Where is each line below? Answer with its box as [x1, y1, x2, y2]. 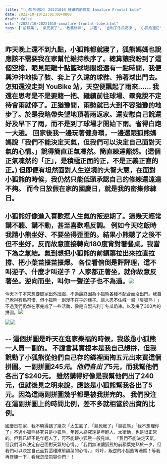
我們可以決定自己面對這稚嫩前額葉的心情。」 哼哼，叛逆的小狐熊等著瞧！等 [5, 448, 156, 454]
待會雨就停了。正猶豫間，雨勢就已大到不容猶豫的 [5, 101, 155, 109]
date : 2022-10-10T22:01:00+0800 [5, 12, 72, 17]
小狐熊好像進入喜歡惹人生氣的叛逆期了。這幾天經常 [5, 212, 162, 220]
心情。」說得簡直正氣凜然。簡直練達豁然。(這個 [18, 147, 161, 156]
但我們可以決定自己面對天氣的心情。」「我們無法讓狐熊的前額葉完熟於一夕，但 [5, 441, 162, 448]
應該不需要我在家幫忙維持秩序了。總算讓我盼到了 [5, 54, 155, 63]
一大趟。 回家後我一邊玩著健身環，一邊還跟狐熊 [5, 129, 150, 137]
